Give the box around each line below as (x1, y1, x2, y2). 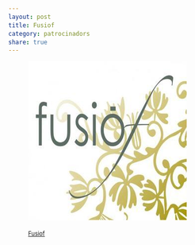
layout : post (8, 13, 52, 21)
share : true (8, 38, 48, 46)
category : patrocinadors (8, 29, 90, 37)
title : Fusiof (8, 21, 55, 29)
